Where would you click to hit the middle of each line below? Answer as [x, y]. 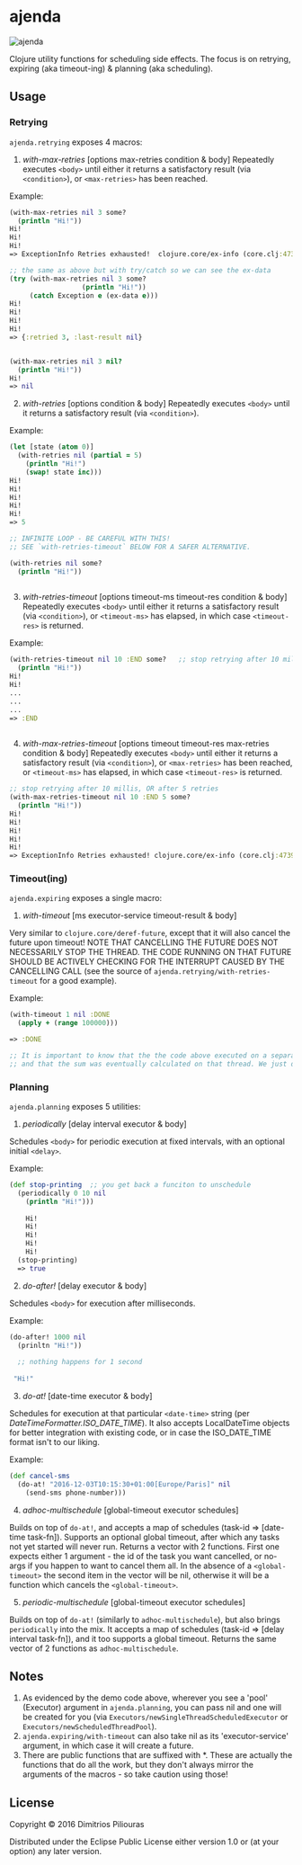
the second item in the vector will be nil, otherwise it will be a [156, 1575]
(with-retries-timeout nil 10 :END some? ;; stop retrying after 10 [144, 660]
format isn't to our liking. [55, 1441]
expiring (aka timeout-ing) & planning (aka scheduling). [111, 68]
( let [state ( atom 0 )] [52, 447]
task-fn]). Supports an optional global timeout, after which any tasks [154, 1537]
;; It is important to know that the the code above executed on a [138, 1056]
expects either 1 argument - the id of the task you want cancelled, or [136, 1556]
